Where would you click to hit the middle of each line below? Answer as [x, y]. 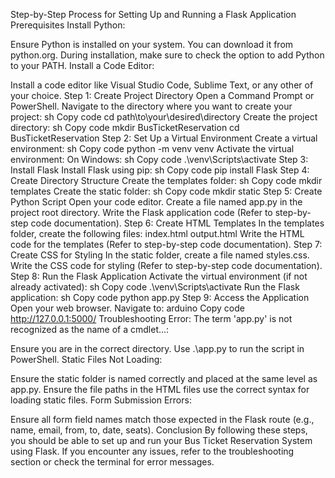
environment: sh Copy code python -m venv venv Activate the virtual [152, 148]
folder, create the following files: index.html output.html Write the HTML [157, 233]
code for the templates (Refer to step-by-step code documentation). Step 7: [166, 244]
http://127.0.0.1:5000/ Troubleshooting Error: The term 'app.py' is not [151, 318]
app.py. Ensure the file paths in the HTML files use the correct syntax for [160, 389]
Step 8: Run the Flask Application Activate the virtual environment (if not [159, 276]
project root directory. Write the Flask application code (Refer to [141, 212]
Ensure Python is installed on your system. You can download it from [152, 44]
